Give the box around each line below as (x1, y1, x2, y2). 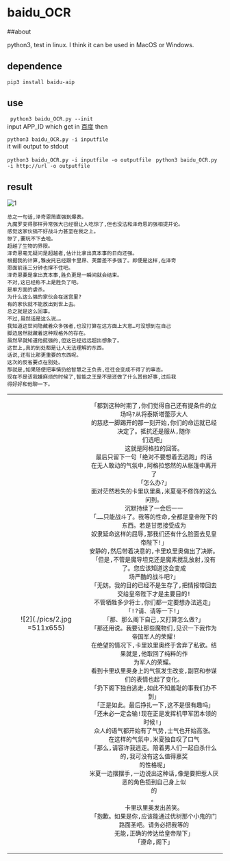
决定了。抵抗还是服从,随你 (117, 428, 191, 435)
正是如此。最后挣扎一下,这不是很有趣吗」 (99, 702, 214, 709)
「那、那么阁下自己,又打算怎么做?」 (103, 616, 204, 624)
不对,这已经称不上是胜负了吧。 (7, 279, 82, 286)
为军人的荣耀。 (133, 658, 175, 667)
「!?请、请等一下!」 (125, 607, 183, 615)
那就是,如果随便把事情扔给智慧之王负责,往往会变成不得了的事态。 (7, 366, 166, 374)
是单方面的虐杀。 (7, 286, 49, 294)
